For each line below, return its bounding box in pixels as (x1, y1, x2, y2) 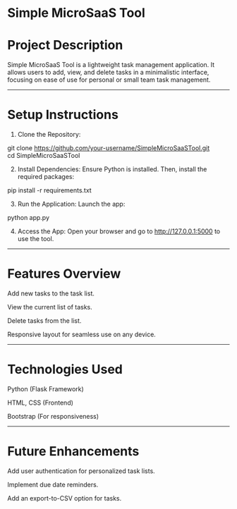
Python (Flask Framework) (7, 384, 85, 393)
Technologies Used (7, 362, 123, 378)
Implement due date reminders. (7, 480, 99, 489)
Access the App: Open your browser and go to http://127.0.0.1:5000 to (17, 227, 221, 235)
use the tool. (17, 235, 54, 243)
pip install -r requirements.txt (7, 186, 92, 195)
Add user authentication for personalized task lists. (7, 467, 155, 475)
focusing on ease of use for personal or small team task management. (7, 75, 211, 84)
